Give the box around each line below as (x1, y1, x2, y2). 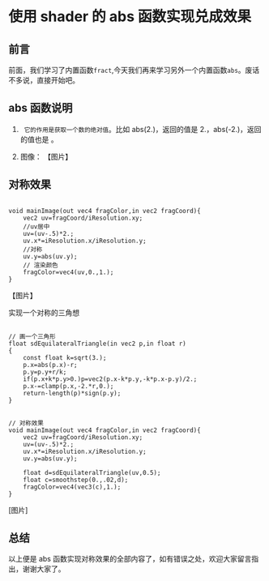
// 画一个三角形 (8, 332, 56, 340)
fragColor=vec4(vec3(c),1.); (23, 483, 122, 491)
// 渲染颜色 (23, 261, 58, 269)
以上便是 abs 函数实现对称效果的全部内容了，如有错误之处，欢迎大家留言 (8, 554, 252, 564)
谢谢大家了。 (22, 564, 66, 574)
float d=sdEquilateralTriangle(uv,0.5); (23, 468, 161, 476)
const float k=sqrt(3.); (23, 353, 107, 361)
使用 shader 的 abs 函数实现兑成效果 (8, 7, 252, 26)
